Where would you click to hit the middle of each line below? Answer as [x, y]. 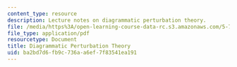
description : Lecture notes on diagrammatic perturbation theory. [107, 20]
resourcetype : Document [42, 40]
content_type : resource [42, 14]
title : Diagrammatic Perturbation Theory [69, 46]
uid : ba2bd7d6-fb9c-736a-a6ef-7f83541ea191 [72, 53]
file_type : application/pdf [49, 33]
